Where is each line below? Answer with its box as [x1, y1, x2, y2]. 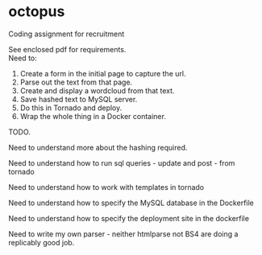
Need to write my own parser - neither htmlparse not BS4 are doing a [8, 228, 239, 239]
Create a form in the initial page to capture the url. [19, 68, 186, 78]
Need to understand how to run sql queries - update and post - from [8, 158, 235, 167]
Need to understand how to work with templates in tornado [8, 182, 204, 191]
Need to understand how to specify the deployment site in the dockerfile [8, 213, 250, 223]
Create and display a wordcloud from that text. [19, 85, 175, 95]
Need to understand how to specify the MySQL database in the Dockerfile [8, 198, 254, 208]
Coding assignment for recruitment [8, 29, 125, 39]
